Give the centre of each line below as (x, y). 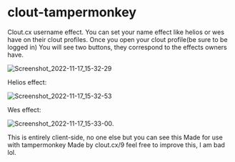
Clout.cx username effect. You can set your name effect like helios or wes (116, 32)
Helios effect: (27, 82)
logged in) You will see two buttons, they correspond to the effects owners (117, 47)
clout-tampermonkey (72, 12)
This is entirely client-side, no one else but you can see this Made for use (115, 137)
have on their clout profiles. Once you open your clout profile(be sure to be (117, 39)
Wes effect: (24, 109)
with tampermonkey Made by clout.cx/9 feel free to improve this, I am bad (116, 145)
